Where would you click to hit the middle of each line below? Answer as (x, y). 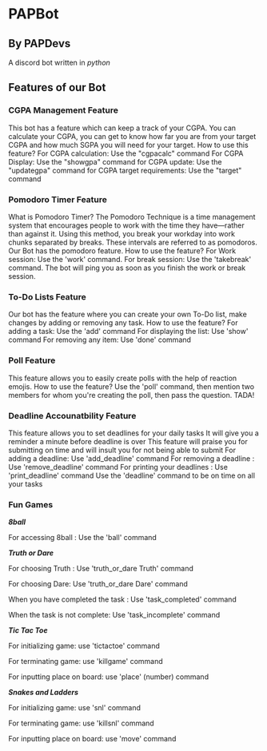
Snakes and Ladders (43, 693)
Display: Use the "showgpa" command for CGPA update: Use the (115, 161)
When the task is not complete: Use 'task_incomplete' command (114, 615)
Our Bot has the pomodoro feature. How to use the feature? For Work (122, 250)
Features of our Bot (57, 87)
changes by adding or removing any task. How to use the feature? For (123, 323)
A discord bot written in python (59, 62)
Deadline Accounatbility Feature (72, 415)
